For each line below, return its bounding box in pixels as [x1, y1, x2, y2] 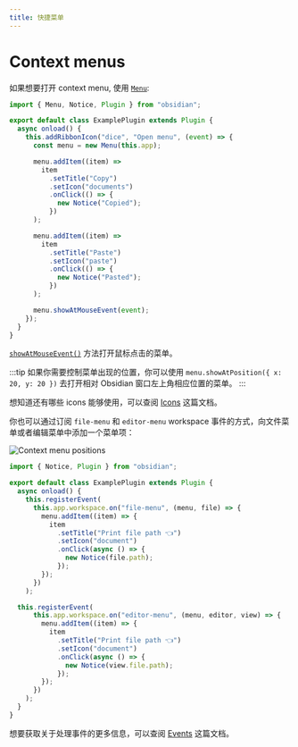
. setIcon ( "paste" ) [48, 256, 118, 265]
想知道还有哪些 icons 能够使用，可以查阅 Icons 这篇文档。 [9, 397, 223, 407]
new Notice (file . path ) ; [65, 553, 153, 563]
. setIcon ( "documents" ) [48, 182, 134, 191]
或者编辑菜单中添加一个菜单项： [16, 427, 135, 438]
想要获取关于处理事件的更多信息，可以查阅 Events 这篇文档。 [9, 727, 235, 738]
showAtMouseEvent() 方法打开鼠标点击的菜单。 [9, 348, 178, 358]
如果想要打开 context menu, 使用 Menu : [9, 82, 150, 93]
